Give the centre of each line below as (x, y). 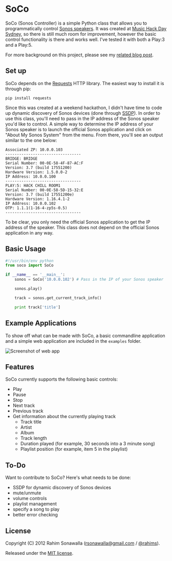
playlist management (35, 504)
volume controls (30, 498)
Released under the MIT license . (39, 553)
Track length (34, 438)
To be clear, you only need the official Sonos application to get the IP (78, 222)
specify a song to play (36, 509)
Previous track (28, 411)
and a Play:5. (19, 45)
